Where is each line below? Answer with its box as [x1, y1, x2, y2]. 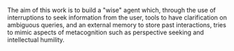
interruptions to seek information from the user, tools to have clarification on [7, 13, 228, 22]
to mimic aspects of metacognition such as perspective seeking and [7, 28, 205, 36]
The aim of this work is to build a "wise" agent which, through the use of [7, 6, 216, 14]
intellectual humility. [7, 36, 65, 44]
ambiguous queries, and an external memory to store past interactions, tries [7, 21, 226, 29]
